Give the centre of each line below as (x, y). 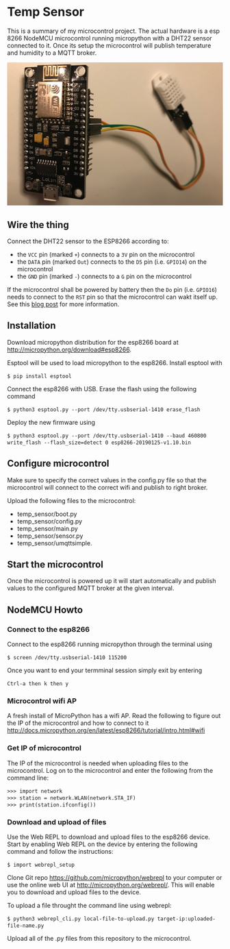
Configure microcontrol (58, 464)
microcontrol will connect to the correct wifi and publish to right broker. (107, 487)
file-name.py (26, 926)
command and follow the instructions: (60, 851)
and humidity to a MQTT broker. (52, 53)
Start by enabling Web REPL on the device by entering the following (102, 844)
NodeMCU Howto (45, 609)
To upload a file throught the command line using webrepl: (89, 905)
